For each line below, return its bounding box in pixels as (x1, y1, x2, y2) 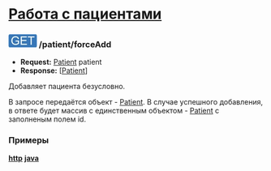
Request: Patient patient (19, 58, 102, 67)
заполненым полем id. (8, 114, 87, 124)
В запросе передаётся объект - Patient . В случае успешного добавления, (8, 97, 264, 107)
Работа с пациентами (8, 5, 162, 24)
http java (8, 153, 39, 163)
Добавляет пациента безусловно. (8, 82, 126, 92)
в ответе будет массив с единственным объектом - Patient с (8, 106, 220, 116)
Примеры (8, 135, 49, 146)
